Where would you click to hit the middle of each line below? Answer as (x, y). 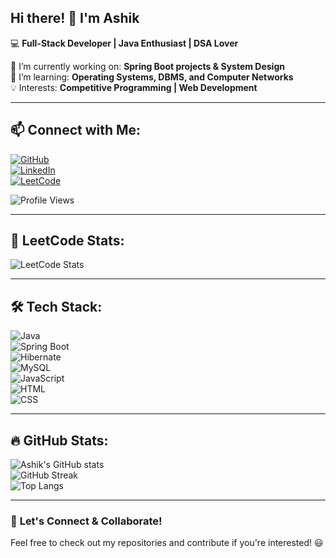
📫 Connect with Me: (76, 130)
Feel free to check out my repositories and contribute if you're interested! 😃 (167, 543)
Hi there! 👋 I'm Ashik (75, 18)
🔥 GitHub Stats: (59, 440)
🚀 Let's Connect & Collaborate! (86, 521)
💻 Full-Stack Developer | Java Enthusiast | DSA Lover (124, 43)
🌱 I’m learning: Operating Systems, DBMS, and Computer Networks (152, 77)
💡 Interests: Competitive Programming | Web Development (134, 87)
